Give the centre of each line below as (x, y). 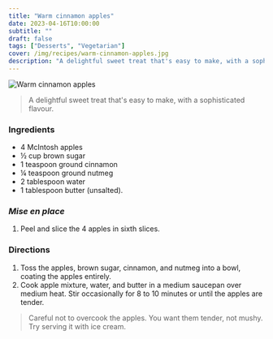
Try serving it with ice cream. (77, 326)
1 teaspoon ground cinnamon (69, 165)
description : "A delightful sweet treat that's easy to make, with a (129, 62)
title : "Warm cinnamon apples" (61, 16)
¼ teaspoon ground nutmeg (67, 173)
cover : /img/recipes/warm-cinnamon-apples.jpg (89, 54)
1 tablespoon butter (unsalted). (71, 191)
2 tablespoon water (53, 182)
